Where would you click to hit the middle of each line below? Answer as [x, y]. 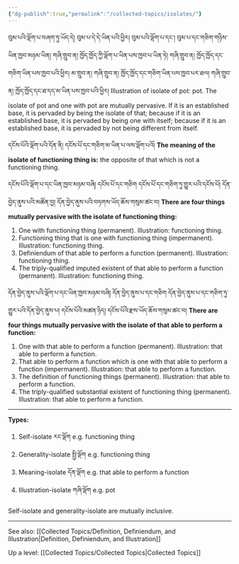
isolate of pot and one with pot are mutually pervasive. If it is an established [118, 105]
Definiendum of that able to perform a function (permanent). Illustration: [123, 252]
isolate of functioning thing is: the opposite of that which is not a [104, 159]
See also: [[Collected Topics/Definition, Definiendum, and [92, 531]
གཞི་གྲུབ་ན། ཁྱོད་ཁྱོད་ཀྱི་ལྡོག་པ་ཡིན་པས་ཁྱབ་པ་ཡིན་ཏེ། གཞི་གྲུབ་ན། [124, 55]
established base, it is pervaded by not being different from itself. [104, 128]
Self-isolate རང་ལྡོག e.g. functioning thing [77, 436]
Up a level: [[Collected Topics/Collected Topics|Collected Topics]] [105, 553]
